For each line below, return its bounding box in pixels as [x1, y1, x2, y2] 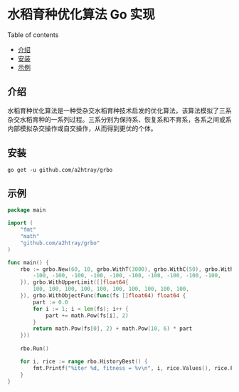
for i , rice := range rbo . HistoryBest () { [20, 358, 148, 365]
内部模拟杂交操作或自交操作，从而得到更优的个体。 [7, 124, 157, 133]
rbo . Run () [20, 345, 50, 352]
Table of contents [7, 30, 59, 39]
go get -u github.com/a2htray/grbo [7, 166, 113, 173]
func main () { [7, 259, 50, 266]
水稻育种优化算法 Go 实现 [7, 6, 155, 23]
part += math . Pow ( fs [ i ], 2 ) [45, 311, 129, 319]
